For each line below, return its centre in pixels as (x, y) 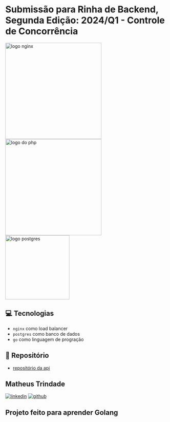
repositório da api (31, 368)
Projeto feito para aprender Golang (62, 413)
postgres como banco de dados (46, 334)
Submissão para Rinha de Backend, (82, 9)
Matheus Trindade (35, 384)
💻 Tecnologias (30, 313)
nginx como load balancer (40, 328)
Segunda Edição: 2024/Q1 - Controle (85, 20)
